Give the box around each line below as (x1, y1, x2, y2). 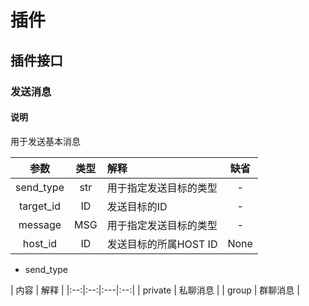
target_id (19, 199, 61, 213)
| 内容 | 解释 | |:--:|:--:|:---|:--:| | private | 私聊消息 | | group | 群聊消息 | (10, 284, 300, 296)
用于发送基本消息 (10, 135, 81, 147)
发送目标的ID (106, 199, 168, 213)
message (18, 217, 62, 231)
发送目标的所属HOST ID (106, 237, 218, 251)
